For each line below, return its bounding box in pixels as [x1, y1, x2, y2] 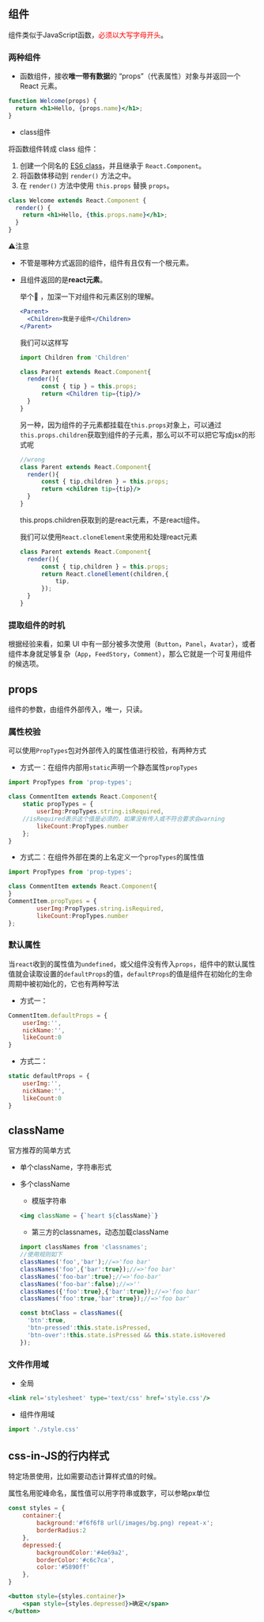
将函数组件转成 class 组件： [8, 143, 99, 153]
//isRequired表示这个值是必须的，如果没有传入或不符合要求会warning [22, 815, 225, 823]
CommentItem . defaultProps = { [8, 1012, 108, 1019]
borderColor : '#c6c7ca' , [36, 1556, 115, 1564]
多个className [19, 1180, 70, 1189]
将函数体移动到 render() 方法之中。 [19, 170, 136, 180]
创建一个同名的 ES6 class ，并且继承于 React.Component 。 [19, 161, 206, 170]
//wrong [19, 455, 45, 464]
